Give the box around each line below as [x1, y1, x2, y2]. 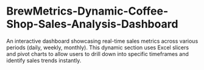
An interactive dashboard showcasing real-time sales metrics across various [6, 37, 199, 44]
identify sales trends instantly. [6, 57, 82, 64]
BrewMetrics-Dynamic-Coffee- [6, 4, 169, 18]
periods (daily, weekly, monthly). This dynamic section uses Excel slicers [6, 44, 189, 51]
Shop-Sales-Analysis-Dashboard [6, 17, 178, 31]
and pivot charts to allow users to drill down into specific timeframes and [6, 50, 189, 57]
